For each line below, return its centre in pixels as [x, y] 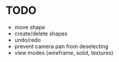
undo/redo [27, 40]
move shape [30, 27]
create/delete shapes [41, 33]
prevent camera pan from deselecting [61, 46]
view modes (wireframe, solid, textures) [64, 52]
